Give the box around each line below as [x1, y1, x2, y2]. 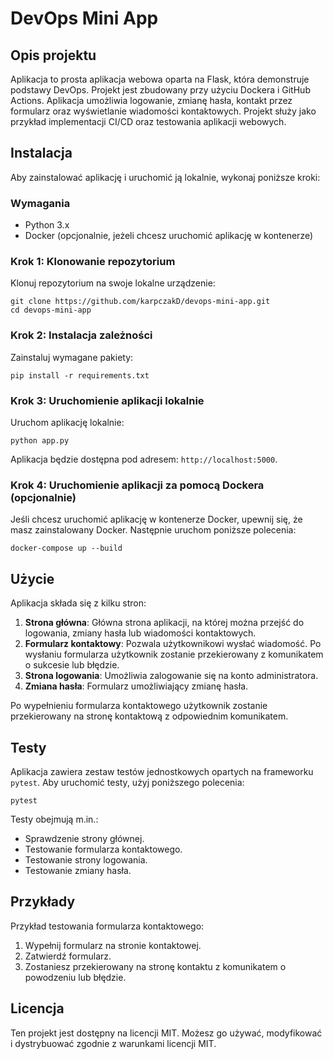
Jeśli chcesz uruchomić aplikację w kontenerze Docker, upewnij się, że [10, 513, 303, 526]
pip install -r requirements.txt [10, 370, 150, 381]
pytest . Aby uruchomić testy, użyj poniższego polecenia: [10, 776, 245, 788]
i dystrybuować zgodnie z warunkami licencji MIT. [10, 1037, 217, 1049]
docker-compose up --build [10, 543, 123, 554]
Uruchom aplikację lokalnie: [10, 417, 125, 428]
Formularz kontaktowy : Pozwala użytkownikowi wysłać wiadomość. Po [24, 638, 322, 650]
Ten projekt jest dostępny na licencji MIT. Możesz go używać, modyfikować [10, 1027, 323, 1039]
